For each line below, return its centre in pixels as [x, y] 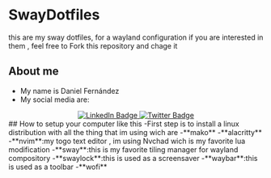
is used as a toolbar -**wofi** [58, 167]
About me [34, 72]
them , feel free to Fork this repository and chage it [93, 45]
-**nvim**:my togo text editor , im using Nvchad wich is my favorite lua [127, 141]
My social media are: [55, 100]
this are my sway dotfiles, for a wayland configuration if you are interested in [136, 37]
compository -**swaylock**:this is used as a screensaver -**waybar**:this [133, 158]
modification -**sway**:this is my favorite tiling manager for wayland [123, 149]
